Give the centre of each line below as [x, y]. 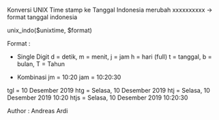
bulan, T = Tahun [41, 64]
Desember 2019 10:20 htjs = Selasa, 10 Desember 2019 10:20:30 [98, 97]
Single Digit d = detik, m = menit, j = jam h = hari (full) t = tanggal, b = [114, 57]
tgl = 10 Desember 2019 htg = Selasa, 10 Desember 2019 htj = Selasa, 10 [108, 90]
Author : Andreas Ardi [38, 111]
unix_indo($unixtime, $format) [49, 30]
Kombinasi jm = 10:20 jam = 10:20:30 [69, 77]
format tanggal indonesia [42, 17]
